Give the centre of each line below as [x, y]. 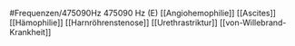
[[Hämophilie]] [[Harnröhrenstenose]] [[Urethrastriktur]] [113, 23]
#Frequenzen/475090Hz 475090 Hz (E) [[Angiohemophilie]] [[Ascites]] [143, 13]
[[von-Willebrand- [253, 23]
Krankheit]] [30, 32]
